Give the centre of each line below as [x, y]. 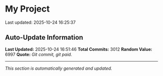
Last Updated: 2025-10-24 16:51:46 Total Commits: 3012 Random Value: [79, 49]
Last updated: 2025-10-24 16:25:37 [41, 22]
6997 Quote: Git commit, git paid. [39, 54]
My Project [27, 9]
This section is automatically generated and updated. [59, 68]
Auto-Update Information [44, 38]
